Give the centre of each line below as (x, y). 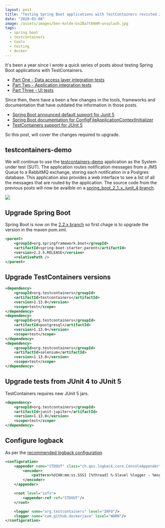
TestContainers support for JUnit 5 (47, 125)
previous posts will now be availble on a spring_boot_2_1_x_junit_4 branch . (80, 188)
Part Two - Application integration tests (52, 85)
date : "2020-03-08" (25, 19)
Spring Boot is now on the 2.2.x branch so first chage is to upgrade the (77, 225)
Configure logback (34, 441)
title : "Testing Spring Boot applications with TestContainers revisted (81, 14)
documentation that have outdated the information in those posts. (71, 105)
